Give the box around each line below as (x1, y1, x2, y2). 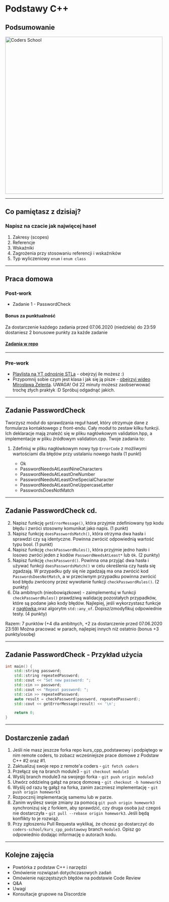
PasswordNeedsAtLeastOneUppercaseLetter (20, 481, 114, 488)
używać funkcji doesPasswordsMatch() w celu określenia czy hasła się (12, 562, 156, 568)
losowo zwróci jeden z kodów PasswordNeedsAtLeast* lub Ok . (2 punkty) (12, 552, 160, 558)
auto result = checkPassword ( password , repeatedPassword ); (14, 696, 141, 702)
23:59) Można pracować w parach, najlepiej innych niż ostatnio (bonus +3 (5, 626, 159, 632)
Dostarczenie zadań (5, 733, 69, 742)
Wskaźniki (12, 244, 34, 251)
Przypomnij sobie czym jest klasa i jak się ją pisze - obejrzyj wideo (12, 376, 151, 382)
